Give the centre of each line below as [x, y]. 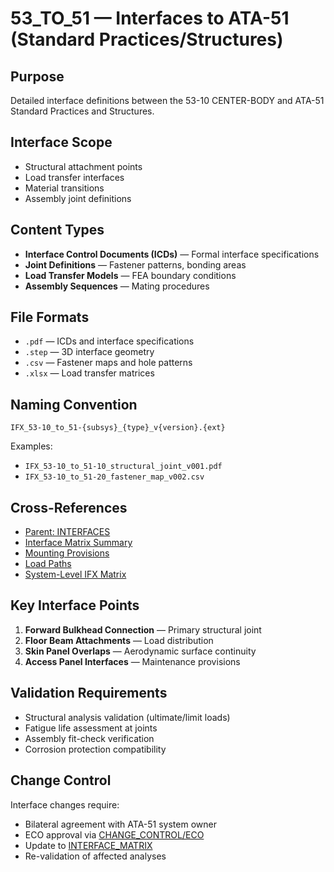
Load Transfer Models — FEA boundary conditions [130, 275]
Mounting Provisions [67, 553]
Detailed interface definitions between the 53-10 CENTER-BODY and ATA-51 [167, 100]
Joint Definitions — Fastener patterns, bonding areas [135, 264]
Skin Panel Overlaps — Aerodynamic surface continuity [140, 651]
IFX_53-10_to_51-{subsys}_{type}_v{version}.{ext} [118, 428]
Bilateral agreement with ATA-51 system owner [120, 824]
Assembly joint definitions [78, 198]
